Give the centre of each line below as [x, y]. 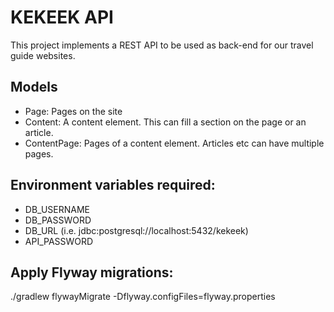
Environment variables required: [113, 185]
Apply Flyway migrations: [92, 272]
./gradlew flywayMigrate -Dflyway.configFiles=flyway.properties [143, 297]
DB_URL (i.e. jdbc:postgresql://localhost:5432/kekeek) [136, 230]
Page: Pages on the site [73, 111]
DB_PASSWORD [58, 220]
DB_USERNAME [57, 209]
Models [34, 87]
